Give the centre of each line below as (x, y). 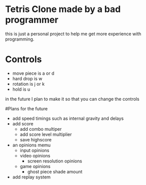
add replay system (31, 177)
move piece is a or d (33, 73)
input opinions (34, 150)
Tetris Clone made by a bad (63, 9)
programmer (32, 20)
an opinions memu (31, 145)
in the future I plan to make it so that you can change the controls (72, 99)
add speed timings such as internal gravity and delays (68, 118)
